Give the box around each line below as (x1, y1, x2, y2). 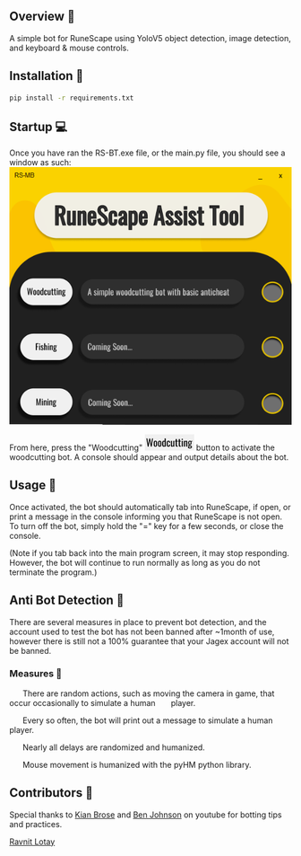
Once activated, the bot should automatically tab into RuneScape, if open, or (9, 501, 291, 512)
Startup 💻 (9, 119, 68, 135)
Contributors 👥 (9, 785, 94, 800)
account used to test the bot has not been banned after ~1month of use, (9, 626, 275, 637)
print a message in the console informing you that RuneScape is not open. (9, 511, 283, 522)
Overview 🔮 (9, 9, 75, 24)
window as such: (9, 157, 72, 168)
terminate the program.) (9, 567, 98, 578)
